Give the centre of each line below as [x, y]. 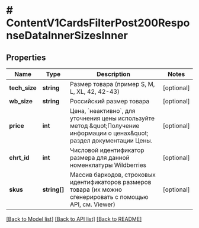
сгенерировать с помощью [109, 197]
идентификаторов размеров [111, 182]
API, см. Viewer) [93, 204]
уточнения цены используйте [113, 118]
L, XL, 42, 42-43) [95, 91]
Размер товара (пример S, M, [113, 84]
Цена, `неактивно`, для [103, 111]
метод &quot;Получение [105, 126]
